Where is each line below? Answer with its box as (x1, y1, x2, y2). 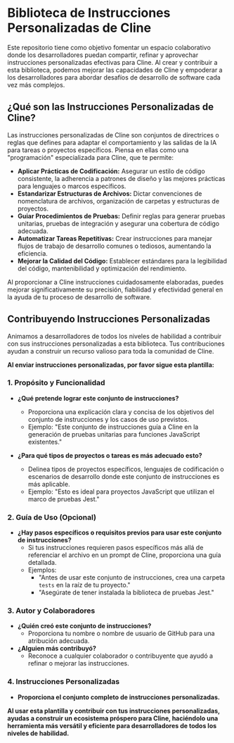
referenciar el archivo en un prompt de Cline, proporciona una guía (27, 551, 221, 559)
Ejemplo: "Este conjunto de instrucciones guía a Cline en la (27, 423, 199, 431)
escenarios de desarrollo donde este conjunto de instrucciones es (27, 472, 220, 480)
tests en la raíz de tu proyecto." (38, 581, 131, 589)
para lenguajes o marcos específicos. (17, 182, 126, 190)
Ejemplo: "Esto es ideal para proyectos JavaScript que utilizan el (27, 487, 214, 496)
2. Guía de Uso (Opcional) (7, 512, 97, 522)
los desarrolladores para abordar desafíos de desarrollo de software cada (7, 73, 221, 82)
